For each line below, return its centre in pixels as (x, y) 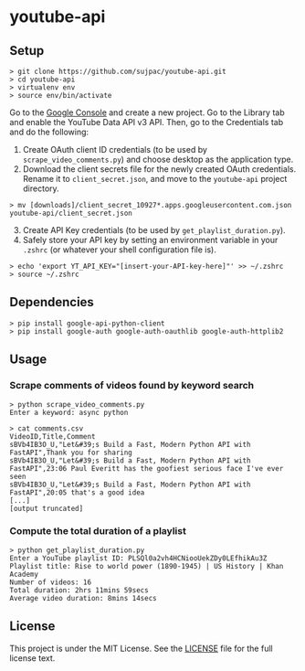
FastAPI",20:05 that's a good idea (77, 492)
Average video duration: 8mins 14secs (83, 598)
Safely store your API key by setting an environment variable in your (150, 240)
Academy (24, 574)
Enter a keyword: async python (69, 412)
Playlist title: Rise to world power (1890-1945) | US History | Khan (147, 566)
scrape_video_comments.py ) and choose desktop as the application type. (158, 159)
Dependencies (52, 302)
